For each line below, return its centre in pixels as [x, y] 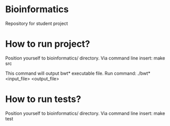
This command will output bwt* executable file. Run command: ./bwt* [78, 73]
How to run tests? [43, 99]
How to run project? [48, 44]
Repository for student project [37, 23]
